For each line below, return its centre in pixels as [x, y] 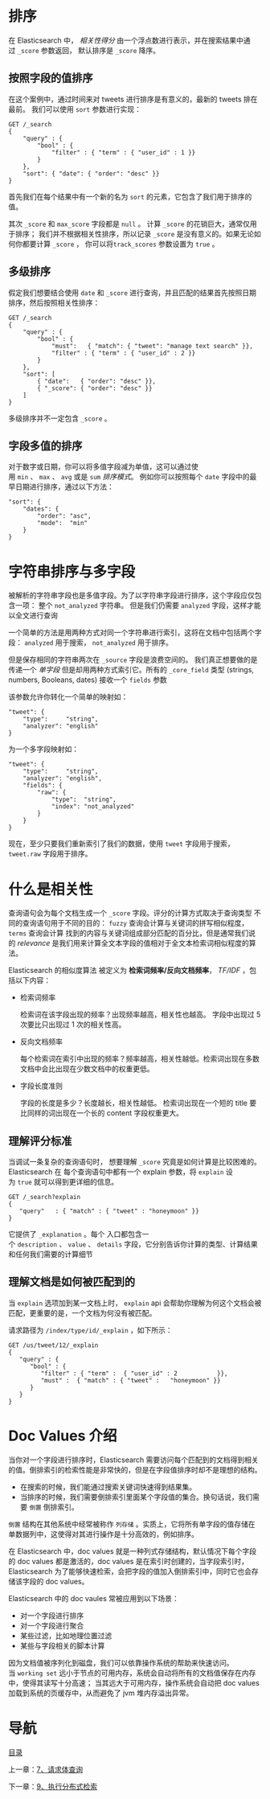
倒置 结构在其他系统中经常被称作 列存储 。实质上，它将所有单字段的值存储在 [132, 1524]
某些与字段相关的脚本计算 [62, 1645]
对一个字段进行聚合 [52, 1625]
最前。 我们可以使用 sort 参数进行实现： [75, 109]
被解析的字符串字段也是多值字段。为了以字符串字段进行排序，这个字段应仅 [131, 595]
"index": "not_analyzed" [93, 807]
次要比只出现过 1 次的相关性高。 [73, 1025]
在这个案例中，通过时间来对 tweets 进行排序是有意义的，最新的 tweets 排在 [133, 99]
